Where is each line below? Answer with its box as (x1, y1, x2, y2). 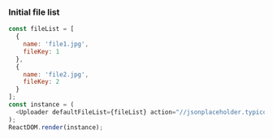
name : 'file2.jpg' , (23, 70, 89, 79)
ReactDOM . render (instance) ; (8, 123, 104, 132)
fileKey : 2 (23, 78, 60, 86)
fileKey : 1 (23, 47, 60, 55)
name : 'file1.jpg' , (23, 40, 89, 49)
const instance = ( (8, 101, 75, 109)
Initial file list (8, 7, 60, 18)
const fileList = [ (8, 25, 75, 33)
